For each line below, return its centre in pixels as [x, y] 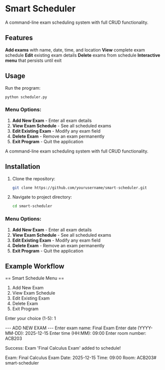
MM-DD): [15, 333]
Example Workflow [35, 266]
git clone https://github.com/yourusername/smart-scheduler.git [80, 188]
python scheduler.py [26, 97]
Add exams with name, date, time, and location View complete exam [75, 50]
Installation [23, 167]
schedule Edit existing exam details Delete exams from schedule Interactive [83, 55]
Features [19, 38]
